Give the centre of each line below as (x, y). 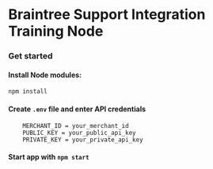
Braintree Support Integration (107, 15)
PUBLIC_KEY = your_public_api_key (79, 133)
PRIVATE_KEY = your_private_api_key (83, 140)
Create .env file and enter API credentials (77, 109)
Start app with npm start (49, 157)
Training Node (56, 31)
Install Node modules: (45, 75)
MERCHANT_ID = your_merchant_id (76, 126)
